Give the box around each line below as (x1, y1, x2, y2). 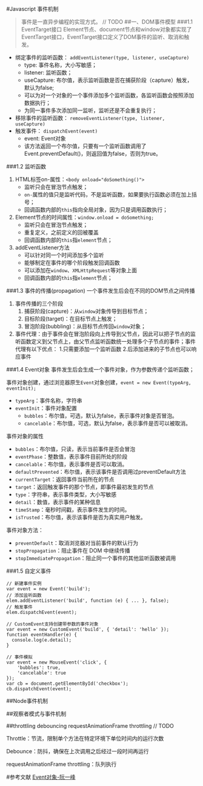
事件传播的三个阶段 (15, 300, 64, 307)
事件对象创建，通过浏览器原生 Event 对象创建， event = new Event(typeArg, (6, 379, 191, 386)
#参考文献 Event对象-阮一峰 (6, 773, 76, 781)
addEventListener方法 (15, 244, 70, 251)
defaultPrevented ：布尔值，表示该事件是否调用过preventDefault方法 (15, 468, 186, 475)
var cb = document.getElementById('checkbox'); (6, 681, 129, 687)
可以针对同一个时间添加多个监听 (24, 251, 104, 259)
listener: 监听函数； (24, 69, 73, 76)
